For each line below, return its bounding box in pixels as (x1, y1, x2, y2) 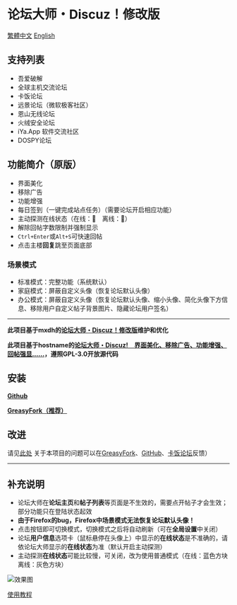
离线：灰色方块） (17, 560, 68, 569)
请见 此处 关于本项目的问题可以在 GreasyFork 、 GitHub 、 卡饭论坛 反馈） (7, 449, 212, 457)
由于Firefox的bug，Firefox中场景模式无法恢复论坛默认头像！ (17, 516, 195, 524)
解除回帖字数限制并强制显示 (17, 223, 99, 231)
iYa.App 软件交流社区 (17, 127, 80, 135)
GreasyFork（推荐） (7, 406, 68, 415)
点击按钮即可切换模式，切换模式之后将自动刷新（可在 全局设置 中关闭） (17, 525, 222, 534)
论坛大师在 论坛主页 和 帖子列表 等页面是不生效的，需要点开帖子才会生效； (17, 498, 228, 507)
